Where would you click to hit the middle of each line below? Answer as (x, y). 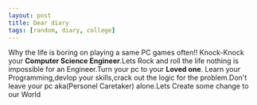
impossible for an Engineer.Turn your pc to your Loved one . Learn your (125, 69)
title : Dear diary (39, 23)
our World (25, 95)
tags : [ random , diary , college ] (62, 30)
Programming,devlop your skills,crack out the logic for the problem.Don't (128, 78)
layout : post (30, 15)
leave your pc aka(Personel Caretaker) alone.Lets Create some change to (128, 86)
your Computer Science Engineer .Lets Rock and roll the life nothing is (123, 61)
